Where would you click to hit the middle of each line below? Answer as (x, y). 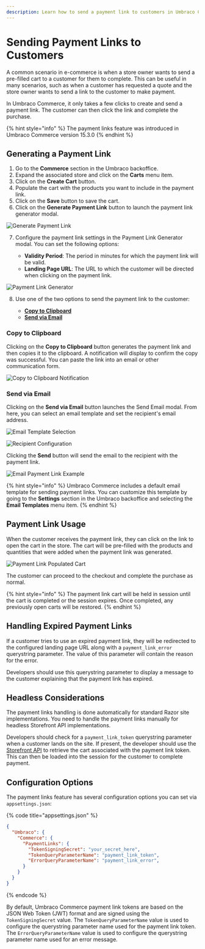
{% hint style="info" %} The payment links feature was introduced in (92, 128)
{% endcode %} (27, 895)
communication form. (33, 366)
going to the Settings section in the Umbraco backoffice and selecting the (100, 498)
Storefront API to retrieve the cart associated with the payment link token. (99, 750)
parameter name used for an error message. (62, 939)
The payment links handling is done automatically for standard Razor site (98, 713)
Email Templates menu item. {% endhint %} (62, 505)
